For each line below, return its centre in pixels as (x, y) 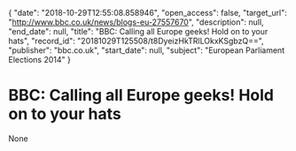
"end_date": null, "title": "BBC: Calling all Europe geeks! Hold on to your (138, 31)
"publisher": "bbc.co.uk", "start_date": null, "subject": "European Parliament (147, 50)
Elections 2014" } (40, 60)
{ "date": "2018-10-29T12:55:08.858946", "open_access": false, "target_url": (148, 13)
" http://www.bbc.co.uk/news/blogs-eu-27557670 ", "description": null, (136, 22)
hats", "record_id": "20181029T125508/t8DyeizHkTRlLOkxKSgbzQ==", (136, 41)
